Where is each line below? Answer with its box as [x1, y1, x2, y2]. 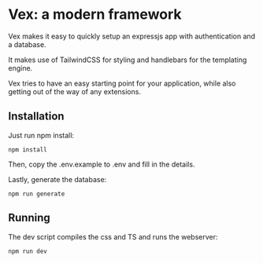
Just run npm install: [8, 130, 75, 140]
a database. [8, 39, 46, 49]
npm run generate [8, 190, 65, 198]
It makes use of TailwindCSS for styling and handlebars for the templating [8, 55, 247, 64]
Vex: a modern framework [8, 5, 183, 24]
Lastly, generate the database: [8, 174, 107, 184]
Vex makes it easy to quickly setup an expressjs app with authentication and [8, 31, 256, 41]
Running [8, 211, 51, 225]
